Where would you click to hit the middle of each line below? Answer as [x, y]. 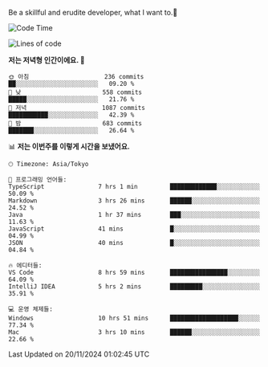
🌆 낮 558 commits [75, 92]
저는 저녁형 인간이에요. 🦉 [47, 60]
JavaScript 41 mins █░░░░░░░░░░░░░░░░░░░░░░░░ [134, 229]
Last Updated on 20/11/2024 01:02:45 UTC [79, 354]
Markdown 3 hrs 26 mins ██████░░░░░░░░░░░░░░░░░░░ [134, 201]
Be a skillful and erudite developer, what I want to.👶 [93, 12]
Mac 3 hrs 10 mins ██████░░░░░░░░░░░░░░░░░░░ [134, 332]
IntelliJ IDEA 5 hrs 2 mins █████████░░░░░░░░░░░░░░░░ [134, 287]
